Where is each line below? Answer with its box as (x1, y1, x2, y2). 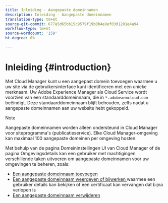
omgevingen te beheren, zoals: (5, 161, 70, 167)
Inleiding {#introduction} (5, 61, 111, 73)
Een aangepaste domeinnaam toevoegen (12, 171, 98, 177)
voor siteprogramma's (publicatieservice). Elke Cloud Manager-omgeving (5, 129, 158, 136)
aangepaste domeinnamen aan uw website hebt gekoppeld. (5, 105, 130, 111)
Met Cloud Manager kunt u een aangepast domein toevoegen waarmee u (5, 78, 157, 84)
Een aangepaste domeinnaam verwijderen (12, 192, 100, 198)
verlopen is (12, 187, 36, 193)
